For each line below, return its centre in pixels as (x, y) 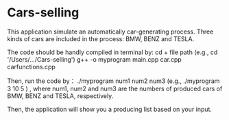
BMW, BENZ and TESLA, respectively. (60, 96)
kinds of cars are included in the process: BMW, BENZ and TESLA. (101, 38)
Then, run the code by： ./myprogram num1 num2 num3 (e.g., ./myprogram (113, 81)
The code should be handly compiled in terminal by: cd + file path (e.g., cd (112, 52)
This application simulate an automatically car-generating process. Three (110, 32)
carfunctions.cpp (32, 67)
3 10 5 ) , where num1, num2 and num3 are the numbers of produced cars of (115, 88)
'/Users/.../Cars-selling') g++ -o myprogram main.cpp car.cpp (94, 59)
